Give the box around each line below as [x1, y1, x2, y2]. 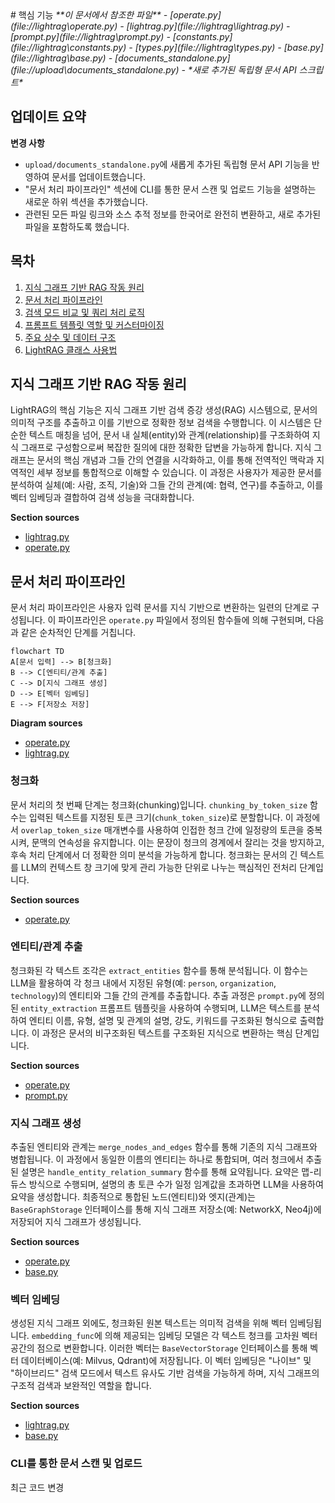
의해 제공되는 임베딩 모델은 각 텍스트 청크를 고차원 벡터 [104, 1330, 318, 1342]
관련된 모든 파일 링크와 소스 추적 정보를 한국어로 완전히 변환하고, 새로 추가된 [24, 208, 322, 220]
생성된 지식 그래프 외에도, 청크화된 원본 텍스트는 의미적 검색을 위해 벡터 [10, 1317, 288, 1329]
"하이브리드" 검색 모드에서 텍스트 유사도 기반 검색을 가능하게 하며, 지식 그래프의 [10, 1367, 320, 1379]
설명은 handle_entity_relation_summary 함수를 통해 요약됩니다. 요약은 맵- [20, 1166, 314, 1178]
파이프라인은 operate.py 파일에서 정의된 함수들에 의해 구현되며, [58, 614, 306, 626]
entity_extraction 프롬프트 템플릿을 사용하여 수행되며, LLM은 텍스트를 [20, 1002, 302, 1014]
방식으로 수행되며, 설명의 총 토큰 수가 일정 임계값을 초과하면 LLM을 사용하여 [28, 1178, 324, 1191]
